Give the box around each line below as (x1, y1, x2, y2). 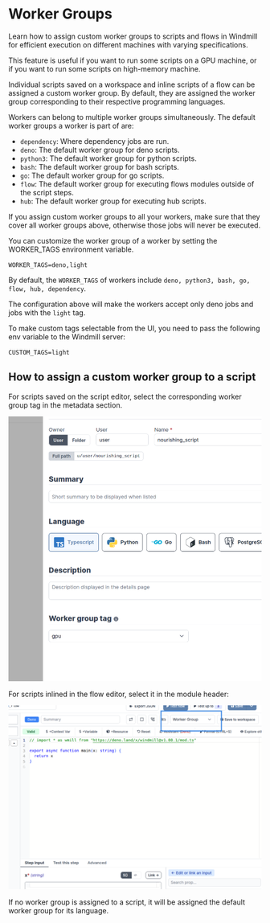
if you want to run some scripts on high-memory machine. (8, 64, 201, 73)
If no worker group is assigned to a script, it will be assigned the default (8, 897, 245, 907)
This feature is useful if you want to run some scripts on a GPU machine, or (8, 55, 257, 65)
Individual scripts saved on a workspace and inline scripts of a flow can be (8, 80, 256, 89)
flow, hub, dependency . (8, 283, 87, 293)
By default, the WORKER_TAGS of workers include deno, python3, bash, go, (8, 275, 251, 285)
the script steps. (19, 187, 75, 197)
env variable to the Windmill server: (8, 331, 126, 342)
